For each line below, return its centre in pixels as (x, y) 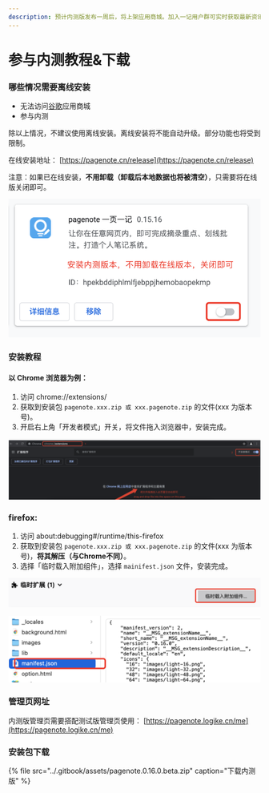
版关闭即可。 (29, 187)
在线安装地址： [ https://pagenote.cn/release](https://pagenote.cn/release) (131, 160)
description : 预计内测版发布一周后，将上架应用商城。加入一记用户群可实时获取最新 (130, 17)
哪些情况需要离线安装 (49, 87)
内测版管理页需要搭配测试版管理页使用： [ (77, 720)
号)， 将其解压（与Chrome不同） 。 (75, 556)
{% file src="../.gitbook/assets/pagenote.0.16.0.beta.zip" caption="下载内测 (132, 771)
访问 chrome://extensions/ (63, 397)
